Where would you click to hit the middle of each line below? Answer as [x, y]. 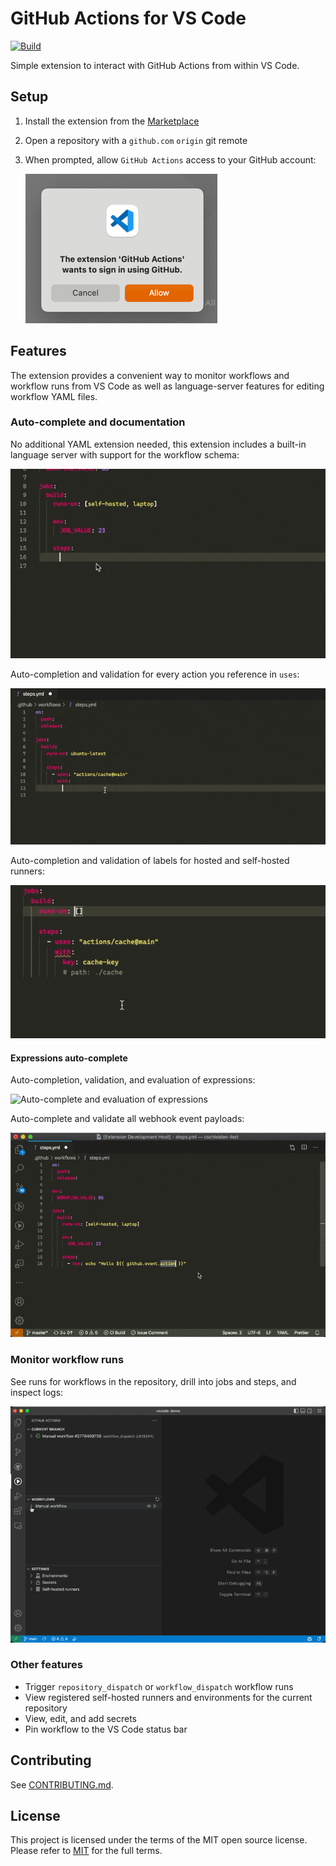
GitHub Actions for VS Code [128, 18]
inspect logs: [37, 1392]
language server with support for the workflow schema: [125, 454]
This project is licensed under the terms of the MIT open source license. [159, 1840]
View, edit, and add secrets [80, 1718]
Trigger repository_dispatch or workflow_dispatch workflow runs [159, 1686]
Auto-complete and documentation [98, 422]
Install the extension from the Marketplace [112, 121]
